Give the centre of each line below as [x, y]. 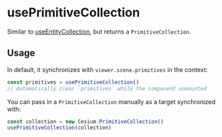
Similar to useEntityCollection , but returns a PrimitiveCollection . [99, 32]
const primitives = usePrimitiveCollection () [73, 82]
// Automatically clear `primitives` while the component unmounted [107, 88]
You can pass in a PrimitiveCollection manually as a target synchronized [111, 101]
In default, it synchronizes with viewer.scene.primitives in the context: [108, 69]
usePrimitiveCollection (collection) [59, 128]
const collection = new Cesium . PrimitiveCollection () [86, 121]
